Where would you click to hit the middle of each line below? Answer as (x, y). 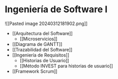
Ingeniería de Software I (56, 9)
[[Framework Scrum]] (35, 71)
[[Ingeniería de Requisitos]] (41, 55)
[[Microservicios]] (38, 39)
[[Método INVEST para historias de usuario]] (66, 66)
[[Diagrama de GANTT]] (37, 44)
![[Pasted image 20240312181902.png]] (46, 23)
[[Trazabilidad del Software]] (42, 49)
